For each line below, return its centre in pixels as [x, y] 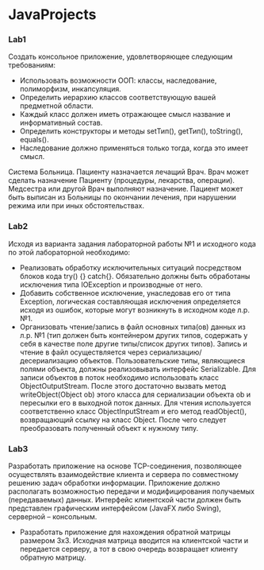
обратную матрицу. [53, 557]
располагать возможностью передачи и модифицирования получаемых [132, 491]
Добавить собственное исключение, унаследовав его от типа [125, 293]
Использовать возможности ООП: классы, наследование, [118, 80]
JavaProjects [52, 15]
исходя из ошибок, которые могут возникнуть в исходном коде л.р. [134, 310]
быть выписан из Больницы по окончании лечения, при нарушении [122, 197]
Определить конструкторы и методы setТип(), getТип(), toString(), [131, 131]
